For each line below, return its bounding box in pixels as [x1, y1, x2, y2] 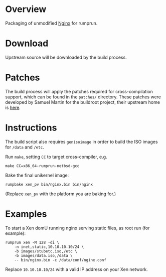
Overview [5, 4, 47, 15]
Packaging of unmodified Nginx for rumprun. [5, 20, 98, 26]
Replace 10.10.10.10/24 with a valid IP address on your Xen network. [5, 266, 148, 272]
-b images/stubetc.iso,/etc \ [14, 248, 78, 254]
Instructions [5, 122, 57, 133]
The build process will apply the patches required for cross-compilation [5, 88, 153, 94]
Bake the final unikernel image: [5, 172, 69, 178]
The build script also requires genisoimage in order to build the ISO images [5, 138, 158, 145]
